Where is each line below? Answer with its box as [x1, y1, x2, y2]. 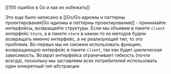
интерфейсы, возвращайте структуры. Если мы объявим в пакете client [5, 25, 165, 31]
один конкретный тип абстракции [5, 63, 80, 69]
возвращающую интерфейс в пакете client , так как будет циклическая [5, 47, 162, 53]
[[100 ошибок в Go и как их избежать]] [5, 5, 90, 10]
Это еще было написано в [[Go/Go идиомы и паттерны [5, 14, 125, 20]
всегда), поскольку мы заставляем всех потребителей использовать [5, 58, 158, 63]
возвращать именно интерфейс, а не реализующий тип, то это [5, 36, 143, 42]
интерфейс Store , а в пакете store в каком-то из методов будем [5, 31, 146, 36]
